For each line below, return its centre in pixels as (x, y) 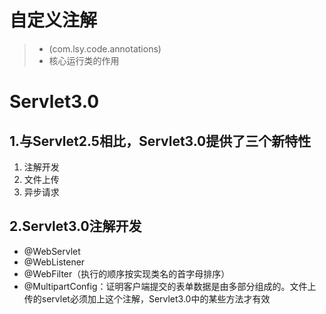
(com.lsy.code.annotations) (105, 48)
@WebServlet (52, 251)
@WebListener (54, 262)
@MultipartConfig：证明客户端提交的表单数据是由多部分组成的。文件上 (170, 286)
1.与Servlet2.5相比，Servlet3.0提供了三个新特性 (160, 141)
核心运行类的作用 (84, 60)
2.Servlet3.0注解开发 (75, 226)
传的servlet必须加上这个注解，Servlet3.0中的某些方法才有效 (147, 298)
